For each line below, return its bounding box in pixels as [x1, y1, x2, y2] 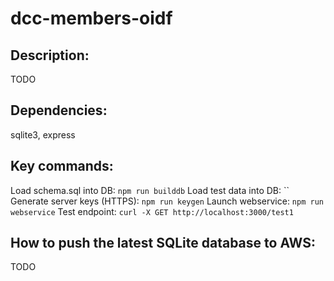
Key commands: [10, 158, 114, 175]
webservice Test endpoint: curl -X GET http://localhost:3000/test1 [10, 205, 294, 217]
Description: [10, 47, 90, 64]
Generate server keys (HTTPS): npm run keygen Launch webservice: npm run [10, 195, 324, 207]
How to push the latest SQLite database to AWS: [10, 235, 316, 252]
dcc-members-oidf [10, 7, 173, 30]
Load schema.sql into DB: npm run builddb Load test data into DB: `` [10, 184, 290, 196]
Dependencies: [10, 102, 108, 119]
